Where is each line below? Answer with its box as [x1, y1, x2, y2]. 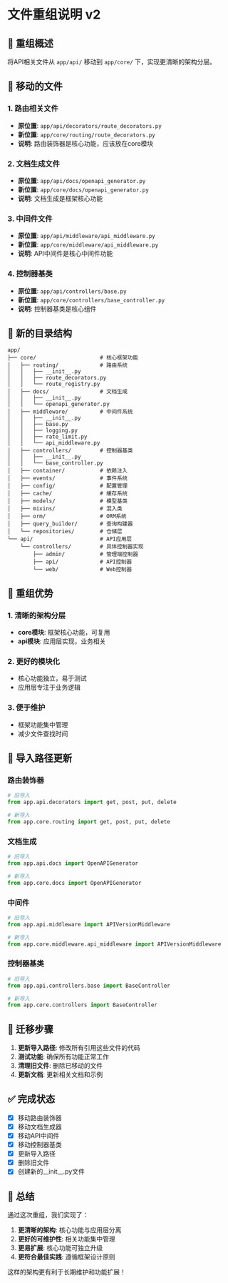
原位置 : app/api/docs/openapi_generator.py [17, 176, 146, 184]
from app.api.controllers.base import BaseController [7, 982, 171, 989]
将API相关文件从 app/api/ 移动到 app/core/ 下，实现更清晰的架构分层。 [7, 58, 216, 66]
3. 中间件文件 [7, 214, 53, 224]
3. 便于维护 [7, 703, 46, 713]
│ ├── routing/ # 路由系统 [7, 362, 128, 369]
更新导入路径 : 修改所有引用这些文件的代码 [17, 1044, 140, 1052]
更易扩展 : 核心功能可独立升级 [17, 1244, 103, 1252]
